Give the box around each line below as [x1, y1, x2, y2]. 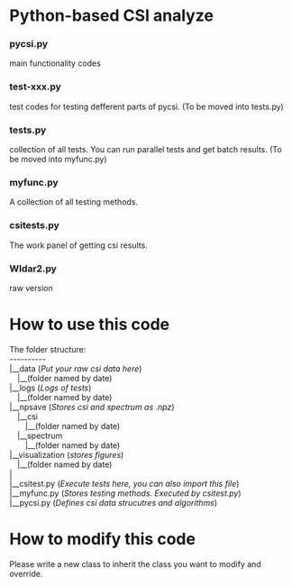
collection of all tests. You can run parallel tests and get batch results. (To [9, 144, 282, 155]
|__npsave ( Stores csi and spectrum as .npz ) [9, 401, 175, 412]
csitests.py [9, 219, 60, 232]
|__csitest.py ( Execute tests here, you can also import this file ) [9, 478, 240, 489]
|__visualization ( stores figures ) [9, 449, 124, 460]
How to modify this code [9, 529, 196, 550]
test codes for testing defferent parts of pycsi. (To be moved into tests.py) [9, 101, 284, 112]
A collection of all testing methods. [9, 197, 139, 207]
